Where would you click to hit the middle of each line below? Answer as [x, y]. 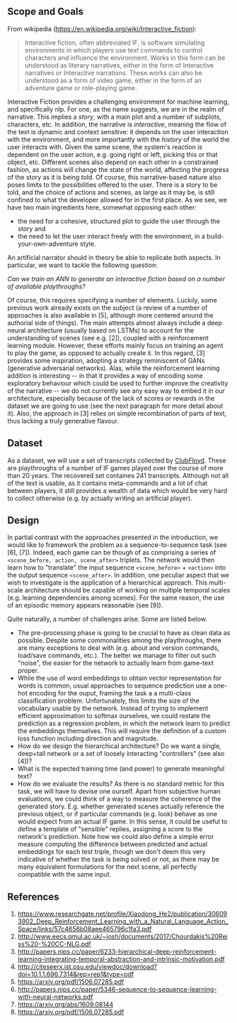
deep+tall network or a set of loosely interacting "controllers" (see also [121, 754]
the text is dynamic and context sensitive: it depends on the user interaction [118, 131]
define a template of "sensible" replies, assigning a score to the [110, 829]
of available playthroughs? [46, 286]
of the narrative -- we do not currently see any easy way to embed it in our [116, 391]
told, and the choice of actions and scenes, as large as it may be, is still [111, 192]
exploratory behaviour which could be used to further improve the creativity [118, 383]
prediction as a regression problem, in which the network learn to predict [124, 723]
